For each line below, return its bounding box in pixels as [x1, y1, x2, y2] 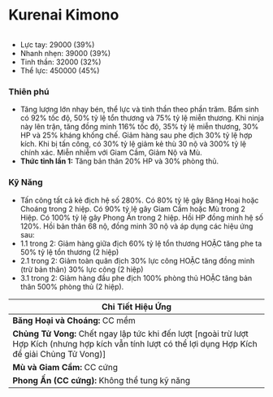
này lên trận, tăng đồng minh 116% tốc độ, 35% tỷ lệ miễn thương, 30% [19, 122, 259, 132]
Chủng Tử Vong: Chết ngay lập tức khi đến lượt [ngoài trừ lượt [12, 328, 249, 339]
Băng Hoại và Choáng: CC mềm [12, 315, 136, 326]
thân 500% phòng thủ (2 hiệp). [19, 281, 124, 291]
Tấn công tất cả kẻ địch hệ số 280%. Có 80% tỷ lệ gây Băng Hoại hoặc [19, 195, 259, 205]
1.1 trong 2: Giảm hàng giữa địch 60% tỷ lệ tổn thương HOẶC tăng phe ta [19, 238, 262, 248]
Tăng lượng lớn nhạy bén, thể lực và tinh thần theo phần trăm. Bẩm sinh [19, 104, 259, 115]
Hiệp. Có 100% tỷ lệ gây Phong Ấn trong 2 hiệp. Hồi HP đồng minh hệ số [19, 212, 264, 222]
